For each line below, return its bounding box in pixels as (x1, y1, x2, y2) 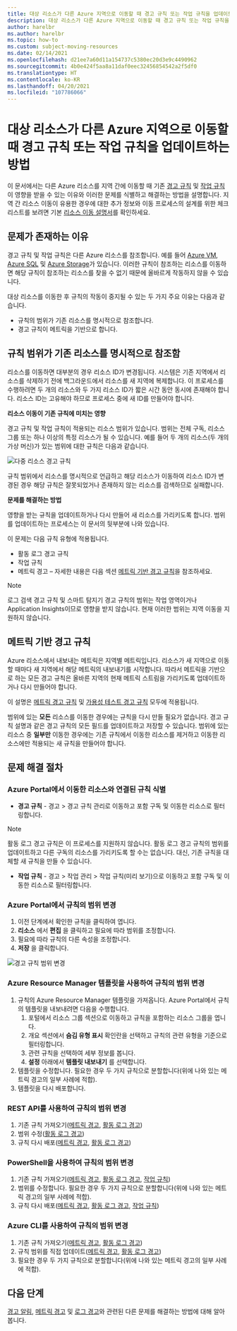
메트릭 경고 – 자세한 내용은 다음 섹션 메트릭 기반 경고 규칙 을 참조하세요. (17, 567, 213, 575)
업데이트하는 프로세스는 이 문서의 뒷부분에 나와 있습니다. (14, 519, 169, 528)
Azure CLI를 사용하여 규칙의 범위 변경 (7, 1221, 128, 1231)
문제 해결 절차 (7, 761, 63, 773)
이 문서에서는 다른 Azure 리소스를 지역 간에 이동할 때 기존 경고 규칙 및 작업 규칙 (7, 181, 226, 191)
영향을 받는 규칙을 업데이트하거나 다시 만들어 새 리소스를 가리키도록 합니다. (7, 510, 213, 519)
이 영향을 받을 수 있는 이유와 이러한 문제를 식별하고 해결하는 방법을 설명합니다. (7, 191, 222, 199)
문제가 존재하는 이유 (7, 231, 89, 243)
